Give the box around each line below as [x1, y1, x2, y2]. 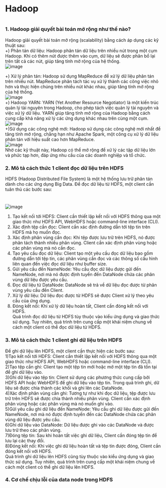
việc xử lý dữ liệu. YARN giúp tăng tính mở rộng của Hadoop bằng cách [5, 110, 151, 116]
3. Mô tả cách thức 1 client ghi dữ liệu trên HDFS [5, 337, 122, 344]
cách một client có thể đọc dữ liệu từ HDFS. [12, 324, 102, 330]
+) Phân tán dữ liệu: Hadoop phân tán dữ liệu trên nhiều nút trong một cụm [5, 48, 158, 54]
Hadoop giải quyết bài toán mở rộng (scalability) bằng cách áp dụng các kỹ [5, 37, 159, 43]
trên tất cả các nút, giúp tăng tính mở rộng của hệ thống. [5, 58, 120, 64]
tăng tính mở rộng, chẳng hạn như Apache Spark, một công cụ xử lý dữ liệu [5, 131, 159, 137]
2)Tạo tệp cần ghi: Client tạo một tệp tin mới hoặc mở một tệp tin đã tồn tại [5, 363, 157, 370]
